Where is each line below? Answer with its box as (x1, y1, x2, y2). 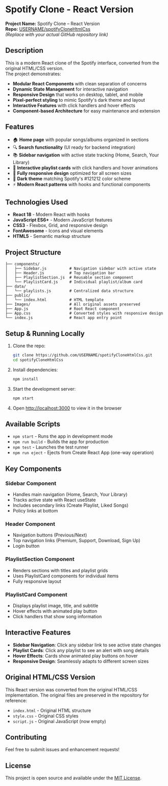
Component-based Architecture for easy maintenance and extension (12, 107, 160, 114)
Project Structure (5, 248, 61, 257)
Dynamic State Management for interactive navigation (12, 86, 129, 92)
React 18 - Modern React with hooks (12, 211, 90, 218)
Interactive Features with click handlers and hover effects (12, 102, 135, 108)
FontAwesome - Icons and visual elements (12, 228, 104, 234)
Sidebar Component (5, 480, 57, 487)
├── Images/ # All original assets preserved (5, 302, 140, 307)
